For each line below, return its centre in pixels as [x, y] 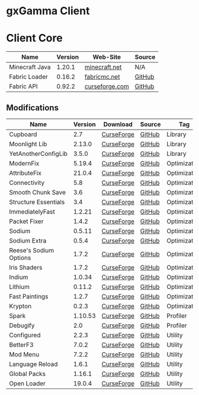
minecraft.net [103, 67]
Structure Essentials [37, 202]
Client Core [35, 38]
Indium [19, 277]
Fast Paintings [29, 296]
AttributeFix [25, 173]
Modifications [33, 107]
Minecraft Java [30, 67]
